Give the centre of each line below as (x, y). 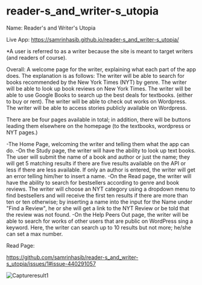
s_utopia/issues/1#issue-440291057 (51, 263)
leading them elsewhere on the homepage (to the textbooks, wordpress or (99, 126)
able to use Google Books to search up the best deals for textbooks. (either (99, 95)
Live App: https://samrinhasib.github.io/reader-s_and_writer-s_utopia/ (93, 39)
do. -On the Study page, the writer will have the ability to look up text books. (101, 150)
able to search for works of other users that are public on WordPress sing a (99, 221)
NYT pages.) (22, 132)
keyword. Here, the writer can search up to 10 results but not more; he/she (99, 227)
